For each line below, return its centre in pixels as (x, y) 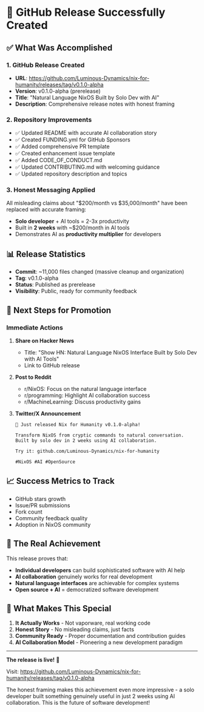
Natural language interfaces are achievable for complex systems (97, 583)
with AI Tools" (42, 359)
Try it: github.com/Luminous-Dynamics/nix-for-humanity (87, 451)
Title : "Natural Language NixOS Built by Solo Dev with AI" (87, 97)
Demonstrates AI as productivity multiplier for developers (88, 234)
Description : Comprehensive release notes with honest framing (95, 104)
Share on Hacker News (44, 341)
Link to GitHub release (52, 365)
